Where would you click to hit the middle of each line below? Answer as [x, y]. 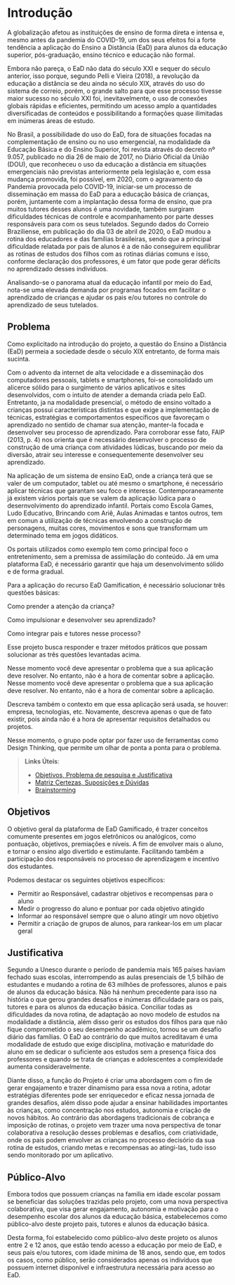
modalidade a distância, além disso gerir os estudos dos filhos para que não [117, 1022]
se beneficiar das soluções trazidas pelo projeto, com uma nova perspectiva [117, 1202]
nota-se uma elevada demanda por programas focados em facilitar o [107, 290]
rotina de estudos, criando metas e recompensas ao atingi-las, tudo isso [112, 1148]
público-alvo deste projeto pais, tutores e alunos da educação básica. [108, 1224]
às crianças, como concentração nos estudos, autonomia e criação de [109, 1110]
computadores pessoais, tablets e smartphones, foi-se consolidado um [110, 380]
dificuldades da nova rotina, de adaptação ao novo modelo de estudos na [114, 1014]
